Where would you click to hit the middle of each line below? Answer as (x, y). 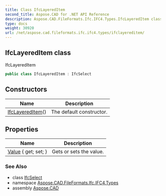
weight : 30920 (20, 28)
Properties (22, 129)
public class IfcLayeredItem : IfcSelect (48, 74)
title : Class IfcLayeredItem (35, 10)
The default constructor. (79, 112)
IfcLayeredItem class (38, 53)
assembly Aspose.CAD (36, 188)
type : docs (16, 24)
